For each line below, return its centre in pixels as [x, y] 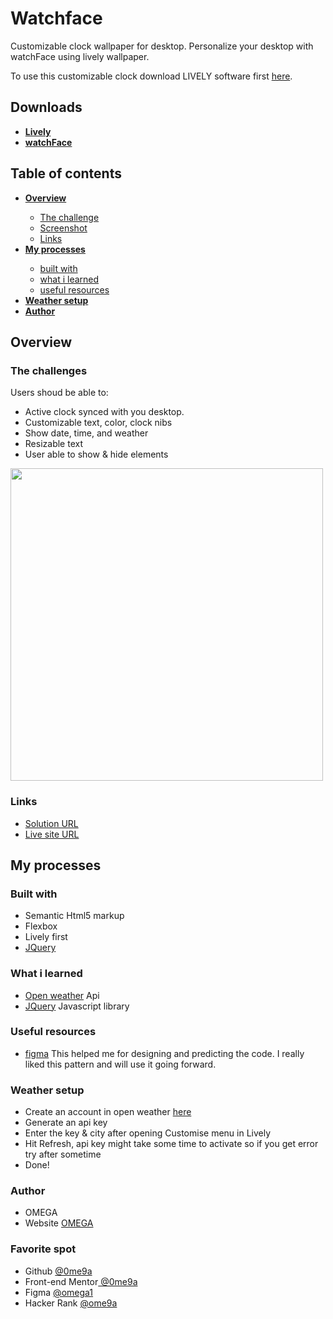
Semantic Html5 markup [74, 916]
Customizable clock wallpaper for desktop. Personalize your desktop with [162, 46]
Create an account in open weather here [108, 1112]
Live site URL [52, 834]
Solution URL [51, 823]
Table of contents [66, 173]
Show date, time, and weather [86, 433]
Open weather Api [62, 995]
